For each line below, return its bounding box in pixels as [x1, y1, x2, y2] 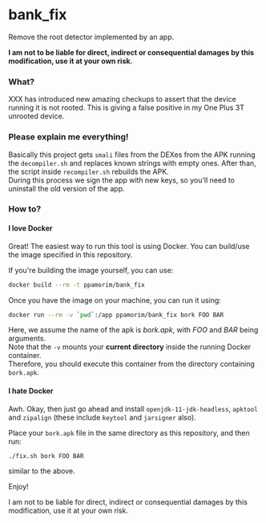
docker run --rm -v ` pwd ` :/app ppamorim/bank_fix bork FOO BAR [8, 311, 224, 319]
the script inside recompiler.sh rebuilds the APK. [8, 167, 170, 176]
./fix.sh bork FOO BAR [8, 452, 84, 460]
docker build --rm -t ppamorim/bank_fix [8, 280, 146, 289]
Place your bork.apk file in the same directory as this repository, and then [8, 428, 250, 437]
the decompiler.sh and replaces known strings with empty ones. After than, [8, 158, 256, 167]
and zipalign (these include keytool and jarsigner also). [8, 412, 196, 422]
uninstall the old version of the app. [8, 183, 126, 193]
